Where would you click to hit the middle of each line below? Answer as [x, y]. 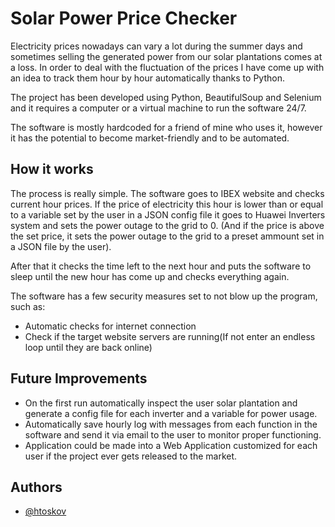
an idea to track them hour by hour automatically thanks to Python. [147, 78]
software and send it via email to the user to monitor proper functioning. [173, 434]
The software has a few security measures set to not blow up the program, [164, 296]
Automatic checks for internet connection [110, 326]
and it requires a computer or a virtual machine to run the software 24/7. [158, 108]
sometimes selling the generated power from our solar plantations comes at [166, 56]
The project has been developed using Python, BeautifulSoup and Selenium [166, 97]
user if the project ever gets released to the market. [131, 456]
